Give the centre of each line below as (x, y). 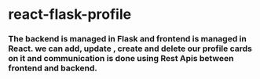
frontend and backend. (53, 68)
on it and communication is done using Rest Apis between (121, 59)
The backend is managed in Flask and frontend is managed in (128, 39)
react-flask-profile (70, 14)
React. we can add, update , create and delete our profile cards (130, 48)
